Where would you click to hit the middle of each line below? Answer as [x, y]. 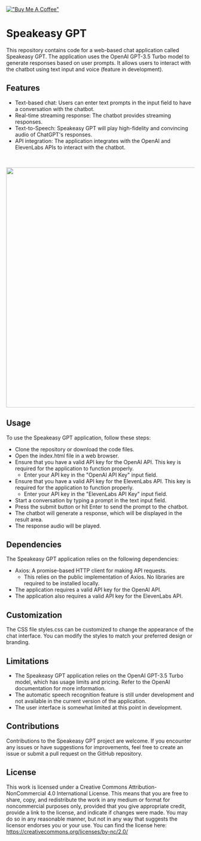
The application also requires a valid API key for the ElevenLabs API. [99, 596]
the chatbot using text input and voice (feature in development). [85, 69]
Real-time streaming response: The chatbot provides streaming [93, 115]
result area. [29, 519]
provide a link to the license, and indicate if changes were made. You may [97, 812]
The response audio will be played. [58, 526]
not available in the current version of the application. [80, 701]
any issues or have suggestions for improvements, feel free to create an [95, 747]
